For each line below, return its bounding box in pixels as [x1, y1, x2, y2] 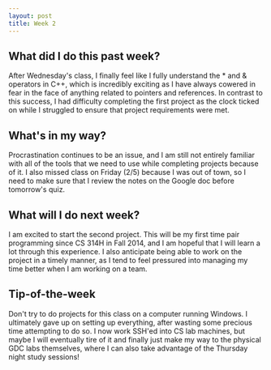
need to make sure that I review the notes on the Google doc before [8, 176, 235, 186]
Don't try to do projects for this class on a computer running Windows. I [8, 308, 248, 318]
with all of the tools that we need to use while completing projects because [8, 159, 259, 168]
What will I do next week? [8, 208, 140, 222]
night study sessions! [8, 351, 80, 361]
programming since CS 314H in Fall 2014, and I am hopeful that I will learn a [8, 238, 261, 248]
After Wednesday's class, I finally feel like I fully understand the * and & [8, 70, 247, 81]
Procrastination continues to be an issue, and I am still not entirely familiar [8, 151, 256, 160]
